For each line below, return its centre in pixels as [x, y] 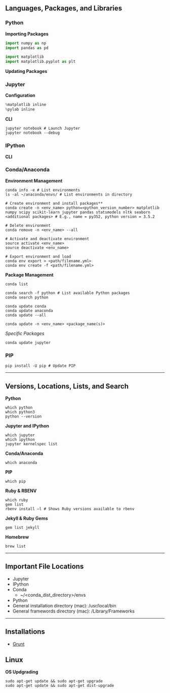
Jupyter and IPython [27, 426]
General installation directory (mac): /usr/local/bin [64, 605]
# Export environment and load [38, 256]
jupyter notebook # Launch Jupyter [43, 129]
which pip [16, 481]
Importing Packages [27, 34]
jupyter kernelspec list [31, 444]
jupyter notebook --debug [32, 133]
